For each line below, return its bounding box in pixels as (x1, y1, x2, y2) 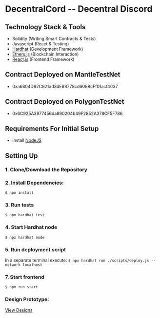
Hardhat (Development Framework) (12, 46, 83, 52)
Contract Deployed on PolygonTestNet (5, 97, 124, 106)
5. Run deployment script (5, 246, 66, 253)
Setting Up (5, 151, 38, 160)
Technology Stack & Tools (5, 23, 86, 31)
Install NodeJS (12, 137, 42, 143)
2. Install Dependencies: (5, 179, 64, 186)
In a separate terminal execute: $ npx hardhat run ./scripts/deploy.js (5, 257, 149, 263)
